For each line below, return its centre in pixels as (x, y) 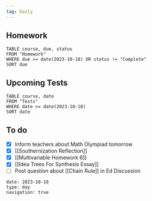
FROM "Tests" (22, 102)
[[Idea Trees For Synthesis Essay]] (56, 164)
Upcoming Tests (37, 82)
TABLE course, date (30, 96)
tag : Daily (20, 12)
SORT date (18, 112)
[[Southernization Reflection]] (51, 151)
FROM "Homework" (26, 54)
